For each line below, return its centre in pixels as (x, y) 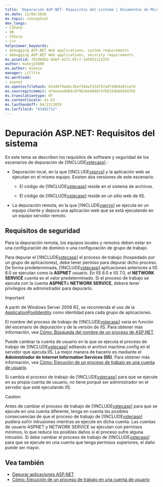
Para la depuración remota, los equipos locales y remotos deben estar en (78, 243)
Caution (13, 396)
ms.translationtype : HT (29, 95)
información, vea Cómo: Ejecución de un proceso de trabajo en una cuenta (80, 362)
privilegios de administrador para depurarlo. (49, 288)
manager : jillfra (23, 73)
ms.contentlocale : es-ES (30, 100)
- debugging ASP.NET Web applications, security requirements (69, 55)
